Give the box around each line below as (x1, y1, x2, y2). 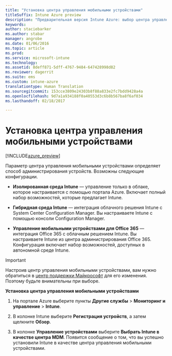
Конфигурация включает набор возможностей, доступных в (12, 242, 145, 248)
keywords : (5, 22, 27, 27)
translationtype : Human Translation (5, 84, 83, 89)
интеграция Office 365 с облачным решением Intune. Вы (12, 231, 137, 237)
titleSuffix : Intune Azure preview (5, 12, 81, 17)
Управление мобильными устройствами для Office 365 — (12, 226, 144, 232)
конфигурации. (5, 174, 38, 180)
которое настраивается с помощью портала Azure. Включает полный (12, 189, 166, 195)
